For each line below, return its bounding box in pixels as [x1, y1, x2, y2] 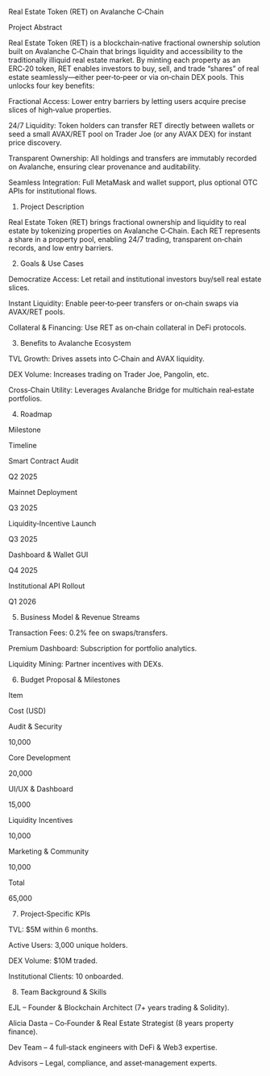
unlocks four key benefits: [8, 81, 95, 90]
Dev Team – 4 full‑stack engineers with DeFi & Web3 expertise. [8, 1043, 218, 1052]
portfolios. [8, 394, 43, 403]
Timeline [8, 441, 38, 450]
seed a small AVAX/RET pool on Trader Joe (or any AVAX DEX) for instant [8, 129, 252, 139]
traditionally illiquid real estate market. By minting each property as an [8, 56, 241, 64]
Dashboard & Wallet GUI [8, 550, 89, 559]
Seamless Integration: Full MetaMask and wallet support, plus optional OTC [8, 177, 258, 187]
